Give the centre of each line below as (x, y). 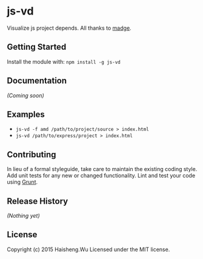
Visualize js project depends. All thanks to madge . (69, 28)
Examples (26, 114)
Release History (38, 201)
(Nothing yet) (23, 216)
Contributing (32, 154)
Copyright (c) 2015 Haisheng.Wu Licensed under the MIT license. (88, 249)
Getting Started (37, 47)
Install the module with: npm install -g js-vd (64, 61)
